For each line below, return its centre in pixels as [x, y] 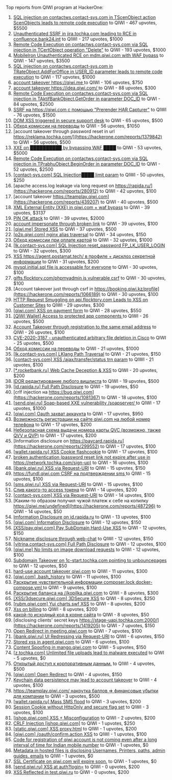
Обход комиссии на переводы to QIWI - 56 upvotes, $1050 [76, 126]
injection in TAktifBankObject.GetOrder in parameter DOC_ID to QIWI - [87, 99]
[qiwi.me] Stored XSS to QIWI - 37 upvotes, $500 [65, 229]
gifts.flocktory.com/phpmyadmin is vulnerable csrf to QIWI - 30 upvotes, [89, 278]
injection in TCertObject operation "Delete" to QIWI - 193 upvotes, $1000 [90, 50]
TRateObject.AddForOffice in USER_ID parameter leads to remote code [88, 72]
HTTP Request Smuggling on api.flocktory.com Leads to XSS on [81, 300]
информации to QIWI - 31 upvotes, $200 [56, 262]
